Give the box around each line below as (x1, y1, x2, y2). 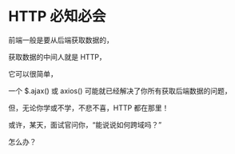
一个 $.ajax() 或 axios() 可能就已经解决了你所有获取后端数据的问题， (8, 85, 232, 96)
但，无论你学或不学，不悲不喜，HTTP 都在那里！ (8, 103, 169, 113)
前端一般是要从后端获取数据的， (8, 35, 114, 45)
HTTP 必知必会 (8, 7, 106, 26)
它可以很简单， (8, 69, 58, 78)
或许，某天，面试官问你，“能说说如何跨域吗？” (8, 120, 162, 129)
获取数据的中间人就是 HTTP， (8, 52, 106, 61)
